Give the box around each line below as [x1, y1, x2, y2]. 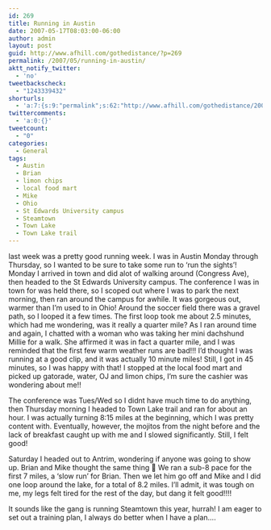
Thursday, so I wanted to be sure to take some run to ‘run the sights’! [8, 260, 238, 269]
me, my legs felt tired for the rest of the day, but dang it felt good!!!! [8, 489, 232, 498]
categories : [8, 139, 48, 148]
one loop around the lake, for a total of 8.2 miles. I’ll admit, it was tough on [8, 480, 255, 489]
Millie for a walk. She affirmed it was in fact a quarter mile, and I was [8, 337, 236, 347]
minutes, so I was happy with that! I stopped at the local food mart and [8, 363, 243, 372]
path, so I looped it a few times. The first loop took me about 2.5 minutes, [8, 311, 252, 321]
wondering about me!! [8, 380, 82, 390]
